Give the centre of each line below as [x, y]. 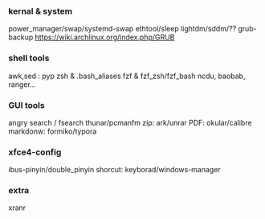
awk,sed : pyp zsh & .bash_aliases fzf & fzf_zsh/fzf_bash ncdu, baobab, [127, 76]
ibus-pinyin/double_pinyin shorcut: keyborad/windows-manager [114, 170]
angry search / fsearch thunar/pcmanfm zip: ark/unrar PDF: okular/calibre [130, 122]
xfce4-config [35, 152]
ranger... [22, 84]
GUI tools [27, 105]
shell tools [29, 58]
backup [21, 37]
